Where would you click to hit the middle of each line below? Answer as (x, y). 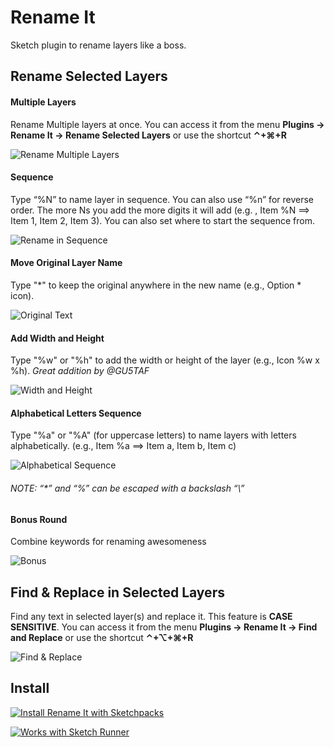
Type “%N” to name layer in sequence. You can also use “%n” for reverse (162, 199)
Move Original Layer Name (66, 263)
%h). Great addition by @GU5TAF (80, 371)
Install (30, 688)
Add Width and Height (57, 338)
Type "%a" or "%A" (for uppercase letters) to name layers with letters (153, 435)
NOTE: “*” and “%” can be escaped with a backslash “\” (127, 488)
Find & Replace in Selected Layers (117, 592)
